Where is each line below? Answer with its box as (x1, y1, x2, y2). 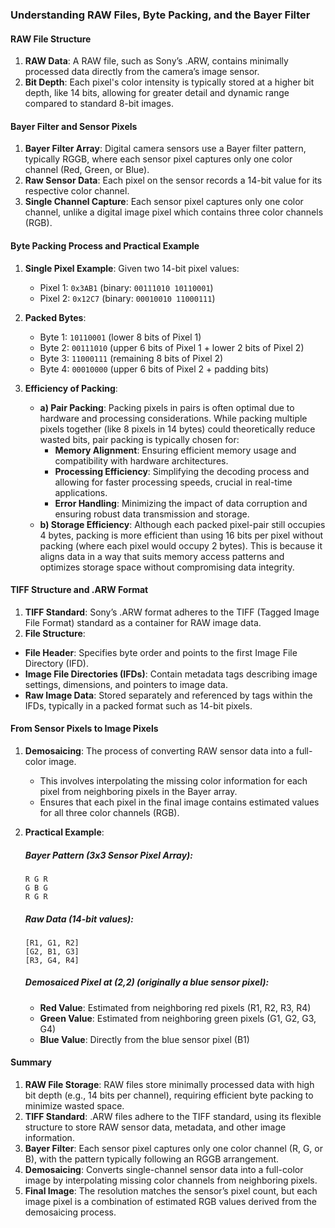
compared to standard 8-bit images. (24, 98, 174, 110)
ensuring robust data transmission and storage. (54, 508, 250, 520)
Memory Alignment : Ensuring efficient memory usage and (54, 444, 297, 456)
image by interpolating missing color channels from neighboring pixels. (24, 1174, 318, 1187)
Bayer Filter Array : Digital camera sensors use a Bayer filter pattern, (24, 143, 307, 155)
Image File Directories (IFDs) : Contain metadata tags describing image (24, 668, 318, 680)
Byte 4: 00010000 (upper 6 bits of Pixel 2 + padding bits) (39, 363, 270, 375)
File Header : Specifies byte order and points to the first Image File (24, 646, 298, 658)
